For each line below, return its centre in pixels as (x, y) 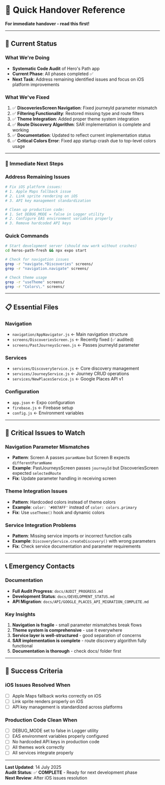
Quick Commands (27, 236)
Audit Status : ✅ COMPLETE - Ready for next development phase (71, 772)
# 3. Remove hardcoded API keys (38, 223)
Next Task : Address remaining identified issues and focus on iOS (78, 79)
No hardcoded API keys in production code (56, 742)
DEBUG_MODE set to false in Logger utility (55, 731)
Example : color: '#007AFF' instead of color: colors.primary (74, 507)
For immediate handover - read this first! (47, 24)
